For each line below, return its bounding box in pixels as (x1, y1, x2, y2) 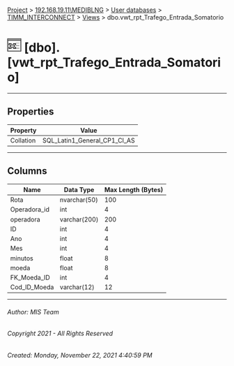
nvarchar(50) (59, 196, 99, 204)
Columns (7, 165, 47, 177)
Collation (10, 136, 36, 145)
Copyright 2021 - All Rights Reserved (7, 329, 114, 338)
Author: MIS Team (7, 307, 59, 316)
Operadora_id (10, 205, 50, 214)
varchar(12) (59, 283, 95, 291)
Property (10, 126, 37, 134)
